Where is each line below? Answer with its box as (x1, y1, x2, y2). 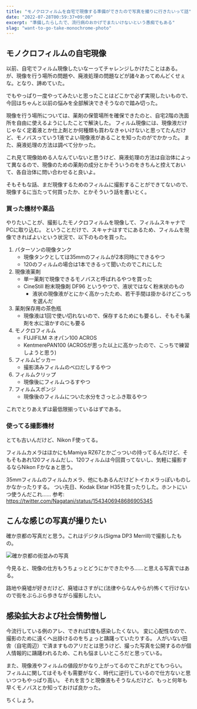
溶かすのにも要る (44, 320, 86, 327)
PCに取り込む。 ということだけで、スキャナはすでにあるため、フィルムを (6, 226, 185, 233)
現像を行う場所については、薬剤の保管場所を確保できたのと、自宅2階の (6, 112, 179, 119)
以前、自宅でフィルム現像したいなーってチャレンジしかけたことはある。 (6, 65, 181, 72)
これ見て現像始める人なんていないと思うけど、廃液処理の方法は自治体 (6, 154, 176, 161)
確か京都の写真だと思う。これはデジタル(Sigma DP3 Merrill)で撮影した (6, 533, 177, 540)
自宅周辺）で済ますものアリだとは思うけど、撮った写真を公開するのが (16, 642, 186, 650)
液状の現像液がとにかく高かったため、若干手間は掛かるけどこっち (32, 290, 192, 297)
